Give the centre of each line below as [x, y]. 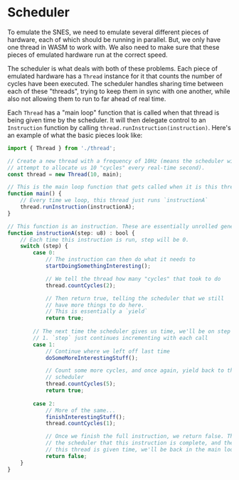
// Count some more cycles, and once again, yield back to [134, 370]
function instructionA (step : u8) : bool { [71, 233]
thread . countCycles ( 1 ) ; [80, 424]
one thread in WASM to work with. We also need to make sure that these [113, 47]
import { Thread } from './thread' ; [62, 148]
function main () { [34, 194]
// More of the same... [80, 410]
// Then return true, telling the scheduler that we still [134, 298]
